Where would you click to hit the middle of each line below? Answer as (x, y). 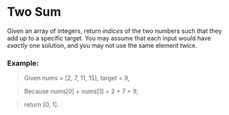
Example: (23, 63)
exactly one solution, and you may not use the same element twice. (102, 45)
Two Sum (34, 12)
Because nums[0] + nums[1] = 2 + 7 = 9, (81, 91)
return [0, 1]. (41, 105)
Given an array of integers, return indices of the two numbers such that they (114, 31)
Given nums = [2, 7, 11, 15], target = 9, (77, 78)
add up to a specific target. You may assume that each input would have (109, 38)
